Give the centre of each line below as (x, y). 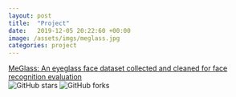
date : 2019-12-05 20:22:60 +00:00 (69, 30)
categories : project (43, 46)
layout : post (30, 16)
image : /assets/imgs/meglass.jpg (64, 38)
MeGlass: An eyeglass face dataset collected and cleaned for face (118, 68)
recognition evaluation (45, 77)
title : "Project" (39, 23)
